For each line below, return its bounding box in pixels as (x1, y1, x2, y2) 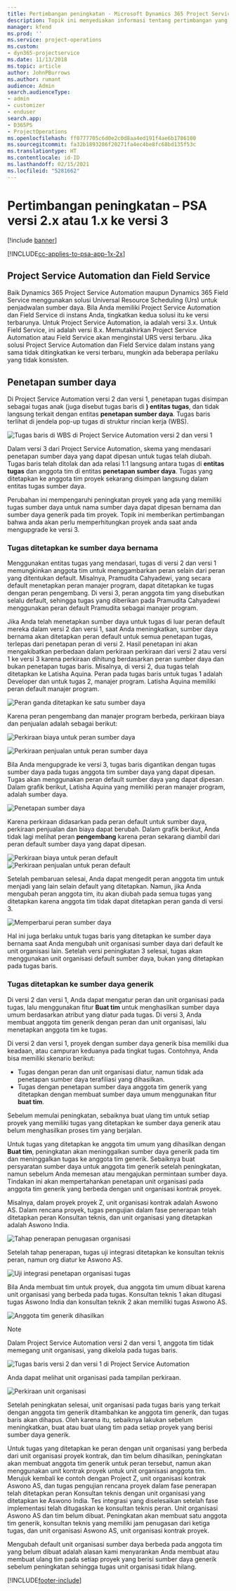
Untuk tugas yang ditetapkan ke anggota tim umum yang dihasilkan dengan (7, 1139, 226, 1148)
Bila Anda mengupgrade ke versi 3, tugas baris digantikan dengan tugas (7, 761, 216, 769)
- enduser (7, 108, 37, 115)
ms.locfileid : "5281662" (7, 167, 80, 175)
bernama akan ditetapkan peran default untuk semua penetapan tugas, (7, 633, 213, 641)
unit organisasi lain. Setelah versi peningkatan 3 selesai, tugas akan (7, 947, 202, 956)
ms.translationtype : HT (7, 148, 77, 155)
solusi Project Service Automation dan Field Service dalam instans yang (7, 341, 215, 349)
